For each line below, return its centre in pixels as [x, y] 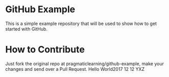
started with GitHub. [26, 29]
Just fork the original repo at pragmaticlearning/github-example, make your [85, 63]
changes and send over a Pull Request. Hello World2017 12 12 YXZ [75, 69]
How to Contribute [45, 50]
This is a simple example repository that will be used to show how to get [81, 23]
